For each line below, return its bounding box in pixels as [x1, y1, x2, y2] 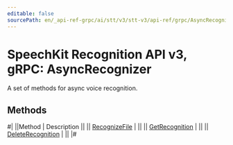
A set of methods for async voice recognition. [7, 84, 138, 92]
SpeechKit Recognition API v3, [7, 46, 187, 62]
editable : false [7, 10, 54, 17]
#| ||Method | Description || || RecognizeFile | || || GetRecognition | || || [7, 123, 209, 131]
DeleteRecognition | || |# [7, 130, 77, 139]
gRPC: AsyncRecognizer [7, 61, 152, 77]
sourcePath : [7, 17, 42, 24]
